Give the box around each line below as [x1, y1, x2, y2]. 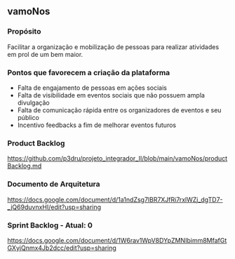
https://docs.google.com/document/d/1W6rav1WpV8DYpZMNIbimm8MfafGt [7, 236, 227, 244]
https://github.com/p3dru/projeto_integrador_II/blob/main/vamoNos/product [7, 154, 228, 163]
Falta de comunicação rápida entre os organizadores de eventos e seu [17, 105, 222, 114]
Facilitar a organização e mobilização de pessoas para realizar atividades [7, 42, 220, 51]
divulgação [17, 98, 51, 107]
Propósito [7, 27, 41, 36]
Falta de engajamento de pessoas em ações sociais [17, 84, 167, 92]
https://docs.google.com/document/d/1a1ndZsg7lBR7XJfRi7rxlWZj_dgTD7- [7, 195, 223, 204]
